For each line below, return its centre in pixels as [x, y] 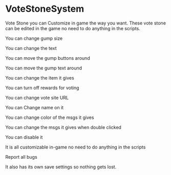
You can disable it [24, 137]
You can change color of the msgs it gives [50, 117]
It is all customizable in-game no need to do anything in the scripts [76, 147]
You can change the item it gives [40, 78]
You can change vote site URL [37, 97]
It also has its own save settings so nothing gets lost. [61, 167]
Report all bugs [21, 157]
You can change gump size [34, 38]
